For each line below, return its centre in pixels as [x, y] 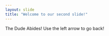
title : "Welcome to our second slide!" [47, 14]
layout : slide [20, 10]
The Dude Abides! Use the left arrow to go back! [55, 28]
